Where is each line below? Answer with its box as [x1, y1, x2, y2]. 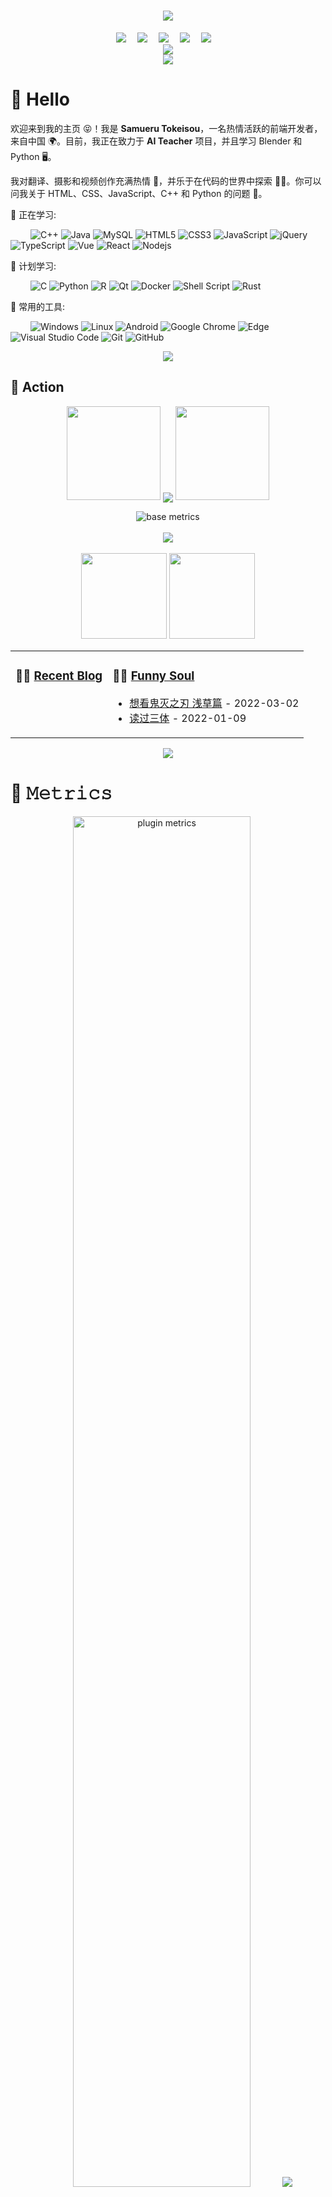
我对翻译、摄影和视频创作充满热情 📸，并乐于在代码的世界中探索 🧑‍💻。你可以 [10, 175, 322, 187]
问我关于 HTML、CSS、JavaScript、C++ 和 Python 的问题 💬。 [10, 187, 268, 199]
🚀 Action [10, 379, 65, 396]
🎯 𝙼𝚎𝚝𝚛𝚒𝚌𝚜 [10, 781, 113, 804]
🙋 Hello [10, 88, 70, 111]
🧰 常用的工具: [10, 300, 66, 312]
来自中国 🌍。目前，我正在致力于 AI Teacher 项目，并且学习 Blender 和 [10, 135, 303, 147]
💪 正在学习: [10, 208, 57, 220]
